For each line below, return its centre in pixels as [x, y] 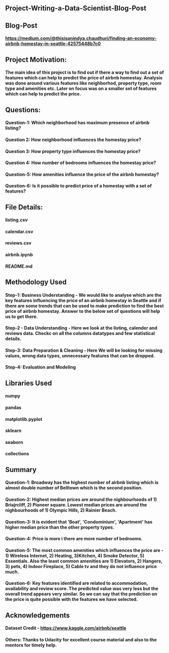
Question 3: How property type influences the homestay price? [73, 151]
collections [17, 454]
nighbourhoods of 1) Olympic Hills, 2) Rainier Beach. [61, 510]
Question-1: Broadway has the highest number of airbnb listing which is [82, 483]
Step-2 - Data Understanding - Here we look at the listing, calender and [81, 328]
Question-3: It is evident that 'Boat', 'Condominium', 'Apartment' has [79, 522]
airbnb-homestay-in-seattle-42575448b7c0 [53, 44]
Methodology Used [36, 282]
